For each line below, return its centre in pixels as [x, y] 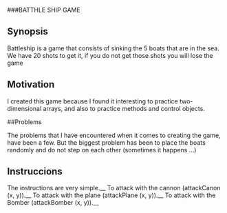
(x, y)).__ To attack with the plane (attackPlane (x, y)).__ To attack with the [111, 195]
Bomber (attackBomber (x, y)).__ [53, 203]
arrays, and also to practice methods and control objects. [124, 108]
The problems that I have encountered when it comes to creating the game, [114, 135]
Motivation [31, 84]
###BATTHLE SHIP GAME [44, 10]
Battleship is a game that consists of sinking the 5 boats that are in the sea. [113, 48]
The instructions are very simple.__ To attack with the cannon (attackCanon [114, 188]
